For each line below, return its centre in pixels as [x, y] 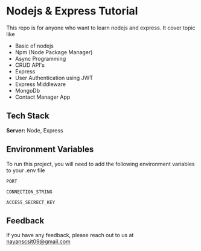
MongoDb [27, 90]
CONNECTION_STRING [29, 192]
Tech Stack [28, 116]
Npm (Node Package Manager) [54, 52]
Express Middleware [40, 84]
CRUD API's [30, 65]
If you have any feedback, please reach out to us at [70, 235]
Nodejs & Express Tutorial [72, 11]
